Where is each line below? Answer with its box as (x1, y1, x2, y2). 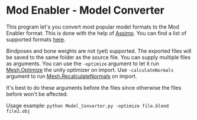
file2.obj (6, 108, 31, 114)
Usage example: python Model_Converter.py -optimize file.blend (6, 102, 169, 109)
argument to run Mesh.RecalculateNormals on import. (6, 72, 137, 80)
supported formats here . (6, 36, 66, 43)
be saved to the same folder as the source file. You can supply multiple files (6, 53, 191, 61)
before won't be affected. (6, 90, 68, 97)
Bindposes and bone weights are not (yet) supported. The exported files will (6, 47, 192, 54)
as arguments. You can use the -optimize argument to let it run (6, 60, 160, 67)
